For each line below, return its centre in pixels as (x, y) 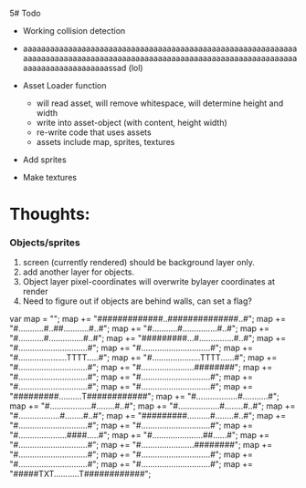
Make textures (50, 177)
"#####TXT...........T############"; (80, 474)
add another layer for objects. (79, 272)
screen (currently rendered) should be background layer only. (139, 263)
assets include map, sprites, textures (106, 142)
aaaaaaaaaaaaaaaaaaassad (74, 68)
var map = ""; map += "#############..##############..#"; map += (148, 319)
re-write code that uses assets (94, 132)
